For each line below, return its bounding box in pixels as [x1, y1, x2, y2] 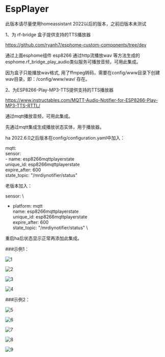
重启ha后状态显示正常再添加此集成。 [5, 235, 82, 241]
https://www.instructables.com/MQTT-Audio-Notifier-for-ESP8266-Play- [5, 97, 158, 103]
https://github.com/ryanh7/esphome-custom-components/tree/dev [5, 41, 147, 48]
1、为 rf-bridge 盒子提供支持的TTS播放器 [5, 31, 91, 37]
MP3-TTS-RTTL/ [5, 102, 41, 108]
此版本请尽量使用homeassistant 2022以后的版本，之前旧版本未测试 [5, 20, 147, 27]
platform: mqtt [12, 203, 43, 209]
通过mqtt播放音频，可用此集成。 [5, 113, 73, 119]
